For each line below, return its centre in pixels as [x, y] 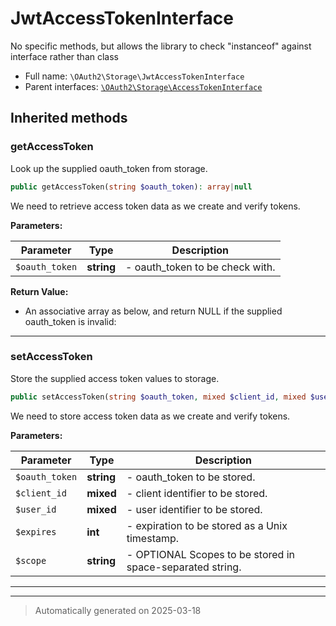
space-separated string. [184, 567]
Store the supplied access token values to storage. [115, 378]
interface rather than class [64, 56]
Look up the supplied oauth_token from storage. [109, 168]
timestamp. [153, 538]
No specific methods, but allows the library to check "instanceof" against [161, 46]
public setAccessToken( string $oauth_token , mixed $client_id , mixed [158, 397]
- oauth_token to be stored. [191, 477]
